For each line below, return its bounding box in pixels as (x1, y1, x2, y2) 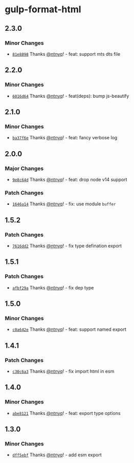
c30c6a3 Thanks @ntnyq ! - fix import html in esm (12, 368, 115, 374)
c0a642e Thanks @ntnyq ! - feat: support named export (12, 326, 126, 332)
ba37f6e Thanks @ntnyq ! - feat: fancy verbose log (12, 135, 118, 141)
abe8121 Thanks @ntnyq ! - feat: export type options (12, 410, 121, 416)
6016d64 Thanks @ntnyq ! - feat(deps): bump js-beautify (12, 93, 129, 99)
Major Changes (5, 165, 44, 172)
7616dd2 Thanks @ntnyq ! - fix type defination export (12, 242, 122, 249)
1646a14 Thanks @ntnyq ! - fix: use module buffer (12, 201, 116, 207)
